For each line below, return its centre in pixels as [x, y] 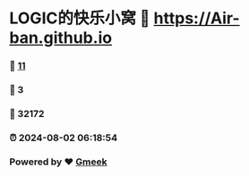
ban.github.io [61, 38]
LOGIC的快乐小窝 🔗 [80, 18]
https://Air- [197, 18]
